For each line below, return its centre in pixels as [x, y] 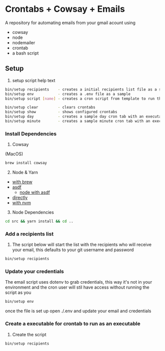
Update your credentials [35, 271]
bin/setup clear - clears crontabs [50, 107]
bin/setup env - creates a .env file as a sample [68, 94]
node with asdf [35, 192]
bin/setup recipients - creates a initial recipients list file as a [81, 89]
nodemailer [24, 42]
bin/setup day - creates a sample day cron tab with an [74, 117]
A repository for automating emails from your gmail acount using [70, 23]
